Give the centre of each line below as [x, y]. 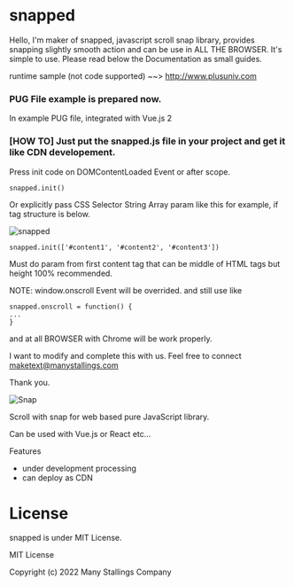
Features [25, 451]
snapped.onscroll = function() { [71, 307]
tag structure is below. [50, 214]
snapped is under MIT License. [66, 538]
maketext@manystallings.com [64, 365]
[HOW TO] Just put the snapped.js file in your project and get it [147, 141]
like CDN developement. [62, 152]
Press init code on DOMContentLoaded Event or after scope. [120, 172]
